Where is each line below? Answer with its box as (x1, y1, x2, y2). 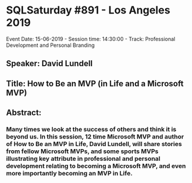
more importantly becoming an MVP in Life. (6, 170, 133, 178)
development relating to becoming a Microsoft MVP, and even (6, 162, 186, 170)
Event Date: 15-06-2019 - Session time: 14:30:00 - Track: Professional (6, 35, 176, 42)
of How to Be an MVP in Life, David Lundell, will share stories (6, 140, 182, 148)
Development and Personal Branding (6, 42, 95, 49)
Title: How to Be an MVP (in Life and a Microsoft (6, 79, 184, 89)
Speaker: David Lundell (6, 59, 93, 69)
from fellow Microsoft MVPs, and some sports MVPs (6, 147, 159, 155)
